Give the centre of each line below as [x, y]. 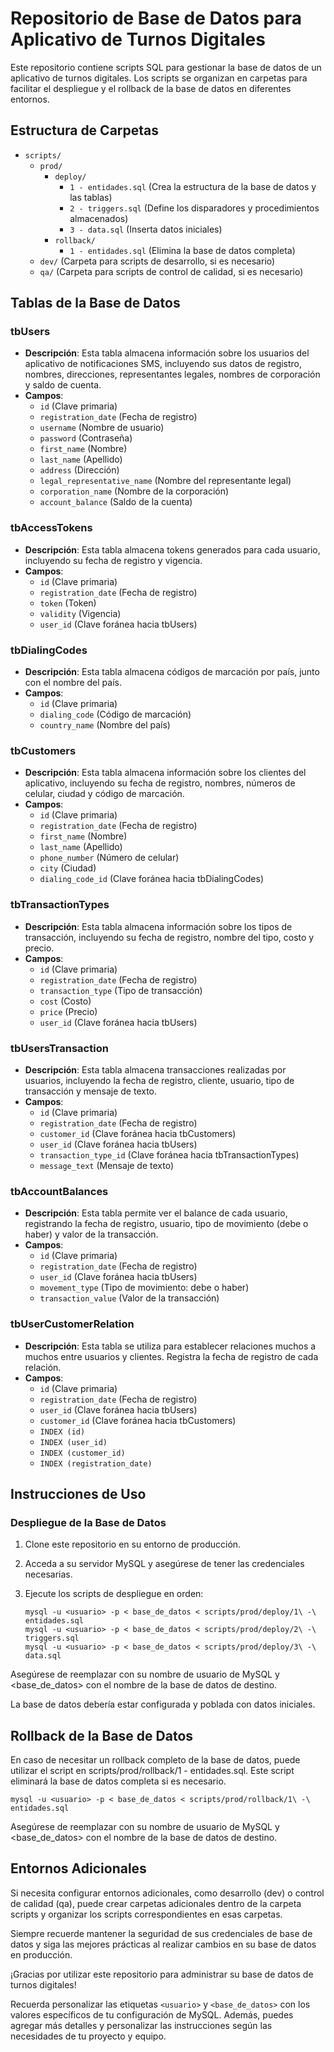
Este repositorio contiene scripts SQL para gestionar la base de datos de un [166, 67]
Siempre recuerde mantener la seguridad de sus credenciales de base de [161, 1933]
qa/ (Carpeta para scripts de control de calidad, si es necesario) [171, 271]
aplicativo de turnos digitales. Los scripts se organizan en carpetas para [159, 78]
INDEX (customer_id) [82, 1453]
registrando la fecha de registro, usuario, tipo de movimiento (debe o [166, 1224]
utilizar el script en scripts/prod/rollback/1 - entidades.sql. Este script [152, 1771]
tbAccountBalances [59, 1191]
